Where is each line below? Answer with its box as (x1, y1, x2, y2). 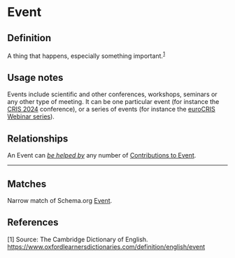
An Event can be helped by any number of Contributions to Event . (7, 151, 197, 160)
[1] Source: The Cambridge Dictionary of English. (7, 235, 148, 243)
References (7, 217, 59, 229)
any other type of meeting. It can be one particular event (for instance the (7, 98, 220, 106)
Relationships (7, 132, 69, 144)
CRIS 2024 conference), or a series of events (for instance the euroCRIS (7, 105, 215, 114)
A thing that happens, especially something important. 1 (7, 50, 166, 60)
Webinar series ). (7, 112, 55, 121)
